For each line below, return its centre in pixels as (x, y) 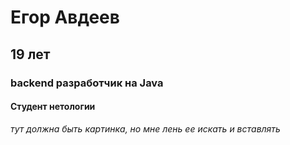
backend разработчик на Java (87, 83)
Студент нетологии (53, 107)
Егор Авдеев (65, 17)
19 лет (30, 54)
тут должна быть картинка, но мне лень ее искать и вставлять (145, 128)
